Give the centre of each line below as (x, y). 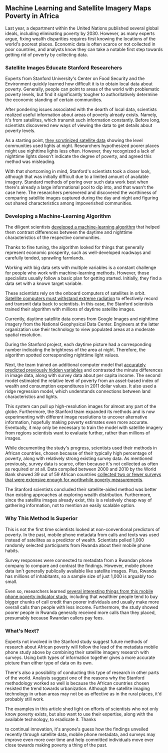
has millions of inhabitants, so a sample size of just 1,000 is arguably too (79, 576)
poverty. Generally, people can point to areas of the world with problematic (82, 89)
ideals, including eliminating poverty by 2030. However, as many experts (80, 33)
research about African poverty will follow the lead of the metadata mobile (82, 647)
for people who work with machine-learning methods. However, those (77, 273)
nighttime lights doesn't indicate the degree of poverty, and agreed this (78, 156)
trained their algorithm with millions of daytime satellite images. (70, 309)
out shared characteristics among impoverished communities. (69, 203)
